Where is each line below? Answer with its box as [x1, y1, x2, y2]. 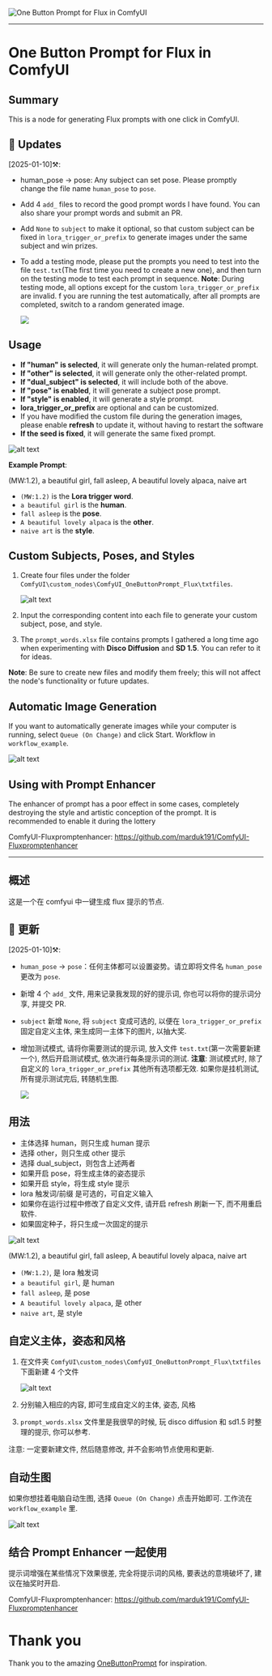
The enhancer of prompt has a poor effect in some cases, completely [8, 799, 240, 809]
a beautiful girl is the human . [19, 500, 127, 509]
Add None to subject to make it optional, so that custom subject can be [19, 223, 255, 233]
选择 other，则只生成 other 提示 [19, 1148, 125, 1158]
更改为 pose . [19, 972, 61, 981]
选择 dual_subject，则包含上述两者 [19, 1158, 136, 1168]
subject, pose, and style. [19, 619, 103, 629]
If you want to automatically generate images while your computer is [8, 721, 237, 731]
